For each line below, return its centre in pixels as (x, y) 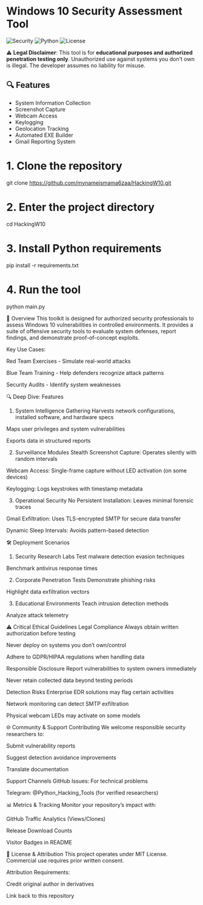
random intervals (36, 459)
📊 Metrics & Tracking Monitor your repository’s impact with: (81, 804)
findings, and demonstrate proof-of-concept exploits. (73, 337)
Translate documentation (37, 769)
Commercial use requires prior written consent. (65, 860)
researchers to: (25, 734)
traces (23, 506)
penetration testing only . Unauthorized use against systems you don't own (101, 59)
